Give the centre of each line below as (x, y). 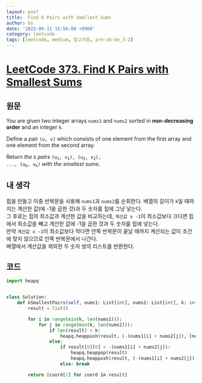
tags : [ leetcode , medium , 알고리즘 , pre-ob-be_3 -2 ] (70, 40)
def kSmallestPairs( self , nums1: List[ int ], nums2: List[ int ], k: (102, 303)
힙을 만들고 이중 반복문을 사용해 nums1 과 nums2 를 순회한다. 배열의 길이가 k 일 (95, 201)
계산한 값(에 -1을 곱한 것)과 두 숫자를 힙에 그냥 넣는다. (80, 209)
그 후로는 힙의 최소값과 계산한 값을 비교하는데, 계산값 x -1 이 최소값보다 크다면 (97, 216)
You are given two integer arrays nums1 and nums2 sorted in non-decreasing (100, 121)
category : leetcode (31, 34)
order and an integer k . (35, 127)
